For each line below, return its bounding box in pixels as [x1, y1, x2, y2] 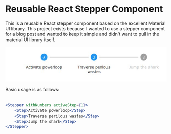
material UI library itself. [5, 36, 55, 43]
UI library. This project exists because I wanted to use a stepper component [5, 25, 165, 31]
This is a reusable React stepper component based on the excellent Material [5, 20, 166, 26]
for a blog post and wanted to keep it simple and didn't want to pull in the [5, 31, 160, 37]
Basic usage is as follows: [5, 87, 60, 93]
